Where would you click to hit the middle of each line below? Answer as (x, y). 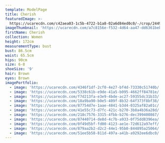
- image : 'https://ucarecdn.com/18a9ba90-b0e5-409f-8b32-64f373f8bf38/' (85, 101)
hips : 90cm (16, 60)
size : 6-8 (15, 64)
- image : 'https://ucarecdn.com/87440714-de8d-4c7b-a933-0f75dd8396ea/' (85, 119)
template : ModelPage (26, 10)
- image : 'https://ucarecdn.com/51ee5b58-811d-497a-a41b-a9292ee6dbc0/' (85, 133)
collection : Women (24, 37)
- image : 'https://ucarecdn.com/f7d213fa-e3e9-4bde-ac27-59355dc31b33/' (85, 96)
